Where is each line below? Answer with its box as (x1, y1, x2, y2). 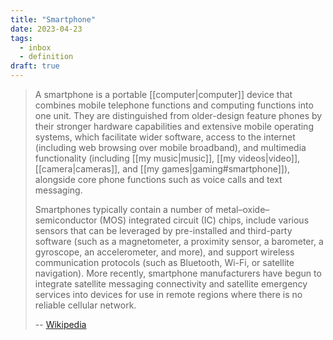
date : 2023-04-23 (10, 24, 83, 34)
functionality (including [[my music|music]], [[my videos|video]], (34, 152, 301, 164)
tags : (10, 33, 33, 43)
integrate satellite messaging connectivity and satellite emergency (34, 278, 308, 290)
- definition (19, 52, 74, 62)
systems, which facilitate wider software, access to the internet (34, 131, 296, 143)
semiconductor (34, 214, 98, 226)
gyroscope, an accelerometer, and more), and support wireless (34, 246, 295, 258)
